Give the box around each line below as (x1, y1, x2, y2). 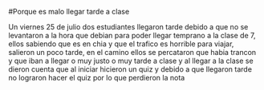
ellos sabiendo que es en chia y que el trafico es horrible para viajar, (8, 39, 234, 49)
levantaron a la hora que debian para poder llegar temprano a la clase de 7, (8, 31, 256, 40)
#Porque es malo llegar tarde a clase (8, 7, 130, 16)
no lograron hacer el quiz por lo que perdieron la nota (8, 73, 185, 82)
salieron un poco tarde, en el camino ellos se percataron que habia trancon (8, 48, 257, 57)
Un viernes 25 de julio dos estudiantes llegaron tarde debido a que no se (8, 22, 249, 31)
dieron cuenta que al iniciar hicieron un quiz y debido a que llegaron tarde (8, 65, 253, 74)
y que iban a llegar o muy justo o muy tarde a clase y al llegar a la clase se (8, 56, 254, 65)
